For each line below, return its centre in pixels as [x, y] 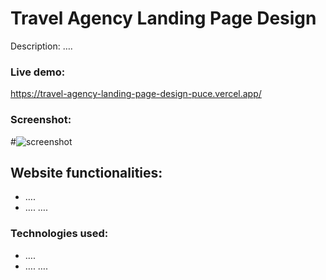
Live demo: [38, 72]
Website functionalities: [86, 172]
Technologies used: [59, 234]
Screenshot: [41, 120]
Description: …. [41, 46]
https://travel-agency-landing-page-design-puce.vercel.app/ [136, 94]
